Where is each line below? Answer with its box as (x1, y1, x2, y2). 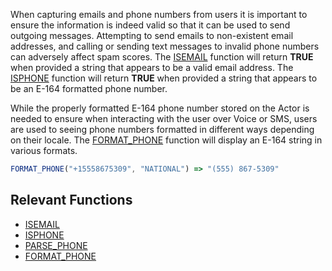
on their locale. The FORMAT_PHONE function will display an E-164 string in (10, 134, 323, 146)
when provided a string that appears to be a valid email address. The (10, 62, 294, 73)
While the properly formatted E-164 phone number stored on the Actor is (10, 102, 310, 114)
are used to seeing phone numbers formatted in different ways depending (10, 124, 315, 135)
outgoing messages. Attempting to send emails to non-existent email (10, 30, 294, 41)
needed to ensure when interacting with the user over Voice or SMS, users (10, 113, 318, 124)
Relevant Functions (10, 192, 133, 209)
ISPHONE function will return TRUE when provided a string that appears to (10, 72, 318, 84)
